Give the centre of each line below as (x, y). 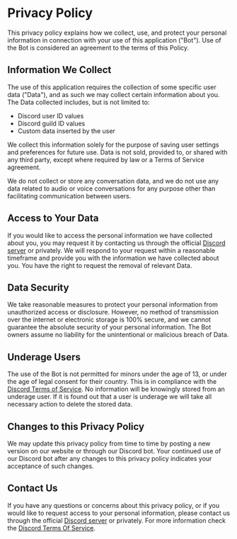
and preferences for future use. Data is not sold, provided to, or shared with (117, 152)
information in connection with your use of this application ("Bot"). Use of (114, 40)
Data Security (38, 287)
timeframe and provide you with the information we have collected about (113, 258)
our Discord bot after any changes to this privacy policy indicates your (110, 459)
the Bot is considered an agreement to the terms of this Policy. (98, 47)
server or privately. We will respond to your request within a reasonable (111, 250)
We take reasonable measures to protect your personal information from (112, 305)
